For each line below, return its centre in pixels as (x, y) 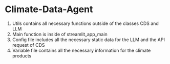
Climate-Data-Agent (49, 9)
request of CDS (28, 45)
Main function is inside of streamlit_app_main (60, 34)
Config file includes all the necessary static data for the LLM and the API (88, 40)
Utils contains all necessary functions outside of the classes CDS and (86, 23)
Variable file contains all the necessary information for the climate (81, 50)
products (22, 56)
